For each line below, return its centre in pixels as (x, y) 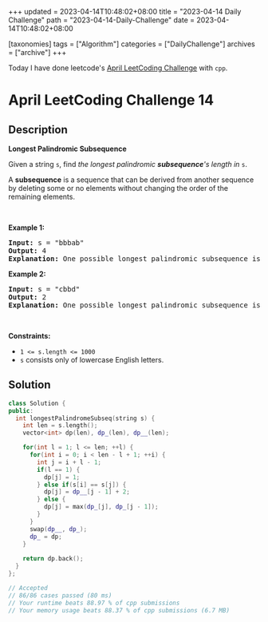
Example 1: (27, 228)
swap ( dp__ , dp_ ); (58, 529)
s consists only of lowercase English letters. (92, 360)
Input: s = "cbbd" (44, 289)
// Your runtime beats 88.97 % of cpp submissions (94, 603)
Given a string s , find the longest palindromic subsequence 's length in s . (128, 164)
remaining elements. (42, 196)
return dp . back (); (53, 559)
